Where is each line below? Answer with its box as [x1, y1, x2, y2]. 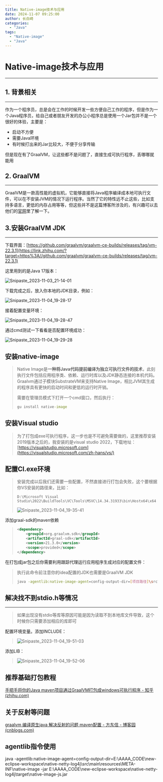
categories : [5, 20, 29, 26]
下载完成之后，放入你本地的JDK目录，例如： [5, 288, 95, 294]
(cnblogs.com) [5, 728, 34, 733]
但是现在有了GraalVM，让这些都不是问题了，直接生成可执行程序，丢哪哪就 [5, 151, 154, 157]
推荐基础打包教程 [5, 673, 56, 681]
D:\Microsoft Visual [16, 495, 59, 499]
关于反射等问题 [5, 708, 50, 716]
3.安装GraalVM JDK [5, 224, 65, 232]
